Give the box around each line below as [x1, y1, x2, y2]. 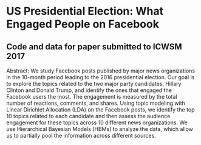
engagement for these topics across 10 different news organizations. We [6, 119, 188, 126]
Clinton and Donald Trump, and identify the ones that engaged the [6, 87, 172, 94]
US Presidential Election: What [6, 4, 164, 18]
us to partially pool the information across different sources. [6, 132, 156, 139]
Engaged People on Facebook [6, 17, 160, 31]
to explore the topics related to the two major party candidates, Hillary [6, 80, 182, 87]
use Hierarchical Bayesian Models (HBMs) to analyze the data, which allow [6, 126, 193, 132]
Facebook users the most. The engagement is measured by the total [6, 93, 177, 100]
